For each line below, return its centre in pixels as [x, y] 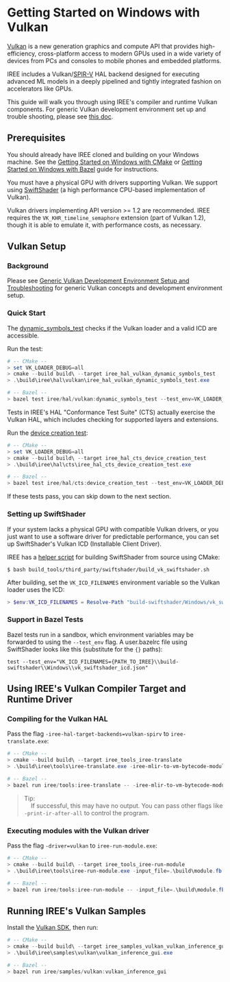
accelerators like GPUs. [40, 88]
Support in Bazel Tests [45, 620]
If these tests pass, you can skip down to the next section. [89, 496]
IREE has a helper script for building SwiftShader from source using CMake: [114, 557]
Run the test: [25, 348]
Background [28, 266]
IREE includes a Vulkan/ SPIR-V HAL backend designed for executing [103, 74]
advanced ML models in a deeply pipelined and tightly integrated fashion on [114, 81]
